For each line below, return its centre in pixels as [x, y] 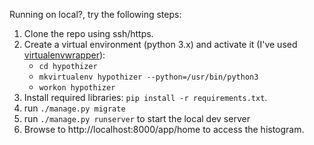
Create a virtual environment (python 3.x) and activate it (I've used [160, 44]
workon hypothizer [77, 88]
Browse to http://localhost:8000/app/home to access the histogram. [164, 129]
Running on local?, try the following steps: [95, 14]
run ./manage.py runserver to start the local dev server [137, 118]
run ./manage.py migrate [74, 108]
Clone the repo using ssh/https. [88, 33]
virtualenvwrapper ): [64, 55]
